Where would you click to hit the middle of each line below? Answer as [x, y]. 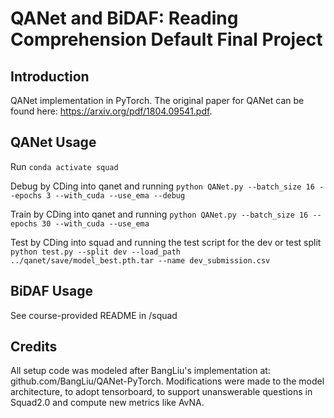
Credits [34, 347]
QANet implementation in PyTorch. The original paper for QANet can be [157, 100]
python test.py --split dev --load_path [96, 252]
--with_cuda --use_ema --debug [120, 195]
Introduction [50, 76]
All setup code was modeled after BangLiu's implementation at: [140, 371]
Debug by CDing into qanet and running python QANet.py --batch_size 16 [162, 186]
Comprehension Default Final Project [166, 39]
